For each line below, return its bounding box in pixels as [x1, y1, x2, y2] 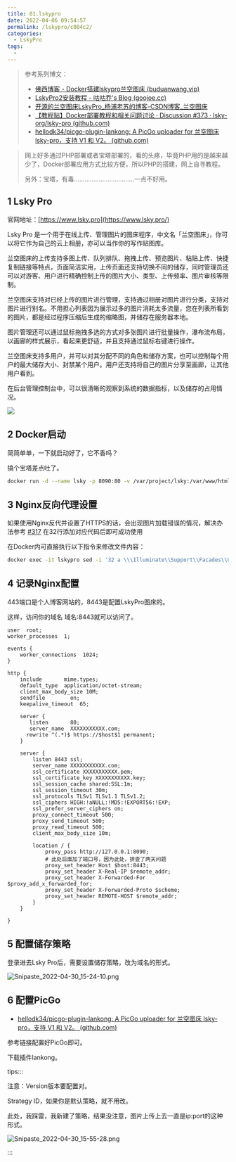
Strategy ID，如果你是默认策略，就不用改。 [7, 1097, 132, 1105]
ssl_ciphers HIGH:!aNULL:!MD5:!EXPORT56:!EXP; [32, 799, 171, 806]
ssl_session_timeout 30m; [32, 786, 109, 793]
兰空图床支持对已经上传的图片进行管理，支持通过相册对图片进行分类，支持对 [7, 295, 229, 303]
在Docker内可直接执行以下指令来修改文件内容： [7, 542, 145, 551]
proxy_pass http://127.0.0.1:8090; [44, 848, 150, 855]
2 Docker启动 [7, 428, 67, 440]
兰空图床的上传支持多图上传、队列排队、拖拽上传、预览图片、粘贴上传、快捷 [7, 254, 229, 262]
